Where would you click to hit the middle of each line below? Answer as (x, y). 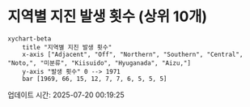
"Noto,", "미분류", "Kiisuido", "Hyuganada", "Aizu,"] (100, 63)
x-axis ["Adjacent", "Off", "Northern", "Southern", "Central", (133, 54)
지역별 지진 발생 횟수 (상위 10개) (108, 17)
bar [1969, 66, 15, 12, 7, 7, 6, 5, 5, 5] (95, 79)
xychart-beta (30, 39)
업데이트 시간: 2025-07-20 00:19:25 (66, 95)
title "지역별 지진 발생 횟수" (67, 47)
